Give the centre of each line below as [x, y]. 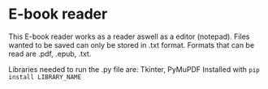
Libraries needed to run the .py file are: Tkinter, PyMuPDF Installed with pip [134, 69]
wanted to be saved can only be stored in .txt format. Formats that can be [131, 44]
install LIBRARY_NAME [45, 77]
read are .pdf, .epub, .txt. [50, 53]
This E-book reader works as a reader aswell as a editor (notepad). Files [129, 36]
